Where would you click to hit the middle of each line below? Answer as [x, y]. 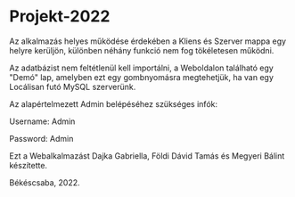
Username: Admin [42, 121]
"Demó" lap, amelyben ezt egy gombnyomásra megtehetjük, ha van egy [141, 77]
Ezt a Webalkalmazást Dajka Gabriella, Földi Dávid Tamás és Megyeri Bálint [147, 156]
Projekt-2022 [60, 16]
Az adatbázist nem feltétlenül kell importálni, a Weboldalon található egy [141, 68]
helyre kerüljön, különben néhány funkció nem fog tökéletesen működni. [142, 50]
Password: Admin [41, 138]
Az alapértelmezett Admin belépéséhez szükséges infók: [114, 103]
